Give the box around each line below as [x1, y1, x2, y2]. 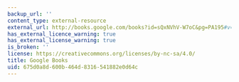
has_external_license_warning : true [7, 37, 116, 44]
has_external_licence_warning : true [7, 30, 116, 38]
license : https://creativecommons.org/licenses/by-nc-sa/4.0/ [7, 51, 196, 58]
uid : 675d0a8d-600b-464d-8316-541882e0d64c [7, 63, 139, 71]
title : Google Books [7, 57, 69, 64]
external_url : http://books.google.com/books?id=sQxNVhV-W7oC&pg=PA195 [7, 24, 224, 31]
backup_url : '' [7, 10, 53, 18]
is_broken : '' [7, 43, 50, 51]
